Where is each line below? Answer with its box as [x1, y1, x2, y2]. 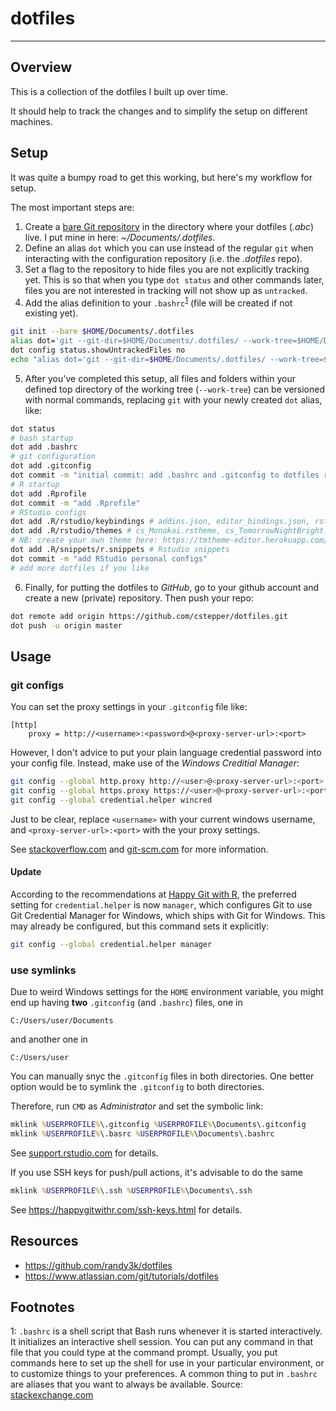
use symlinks [10, 963, 77, 977]
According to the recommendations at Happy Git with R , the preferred [10, 888, 297, 900]
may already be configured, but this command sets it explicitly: [10, 920, 270, 932]
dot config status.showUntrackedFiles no [10, 345, 186, 355]
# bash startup [10, 433, 74, 443]
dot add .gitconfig [10, 461, 92, 471]
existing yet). [24, 307, 79, 319]
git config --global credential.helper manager [10, 939, 213, 949]
